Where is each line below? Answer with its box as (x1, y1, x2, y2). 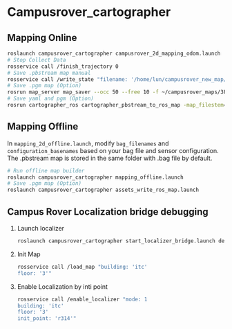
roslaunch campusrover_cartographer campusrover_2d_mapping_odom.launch (7, 50, 221, 57)
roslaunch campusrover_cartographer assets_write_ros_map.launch (7, 186, 199, 194)
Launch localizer (17, 224, 64, 232)
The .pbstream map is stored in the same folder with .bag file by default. (7, 154, 213, 162)
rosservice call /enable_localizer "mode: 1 (17, 296, 148, 303)
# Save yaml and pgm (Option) (7, 95, 95, 103)
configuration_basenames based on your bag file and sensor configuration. (7, 146, 219, 154)
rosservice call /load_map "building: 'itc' (17, 263, 148, 270)
